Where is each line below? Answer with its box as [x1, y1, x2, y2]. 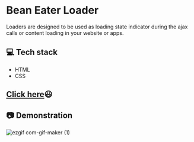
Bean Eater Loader [6, 4, 99, 17]
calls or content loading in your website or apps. [6, 29, 124, 36]
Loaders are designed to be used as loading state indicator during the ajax [6, 23, 188, 30]
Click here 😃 [6, 89, 53, 99]
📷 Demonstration [6, 110, 73, 120]
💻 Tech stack [6, 47, 58, 57]
